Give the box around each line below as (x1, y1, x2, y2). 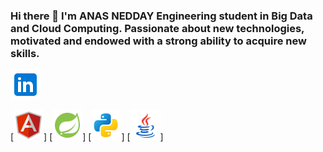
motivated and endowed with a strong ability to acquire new (10, 34, 307, 48)
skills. (10, 46, 40, 60)
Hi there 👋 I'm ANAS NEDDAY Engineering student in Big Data (10, 9, 313, 23)
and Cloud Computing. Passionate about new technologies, (10, 21, 305, 35)
